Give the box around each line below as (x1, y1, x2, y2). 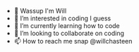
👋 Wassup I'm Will (13, 7, 67, 15)
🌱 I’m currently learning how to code (13, 22, 120, 30)
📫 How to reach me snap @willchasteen (13, 37, 133, 45)
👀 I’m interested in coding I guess (13, 14, 111, 22)
